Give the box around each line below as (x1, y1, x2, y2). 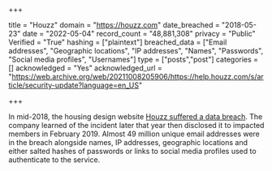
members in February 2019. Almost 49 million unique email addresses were (8, 129, 260, 139)
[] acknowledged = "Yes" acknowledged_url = (8, 63, 162, 73)
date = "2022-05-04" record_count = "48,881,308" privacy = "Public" (22, 29, 256, 38)
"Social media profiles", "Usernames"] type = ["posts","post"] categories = (8, 54, 258, 64)
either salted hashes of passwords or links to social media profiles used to (8, 147, 257, 156)
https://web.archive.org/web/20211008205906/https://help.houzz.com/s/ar (11, 72, 264, 81)
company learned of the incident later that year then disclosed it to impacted (8, 121, 265, 130)
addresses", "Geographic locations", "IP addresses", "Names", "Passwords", (8, 46, 264, 55)
